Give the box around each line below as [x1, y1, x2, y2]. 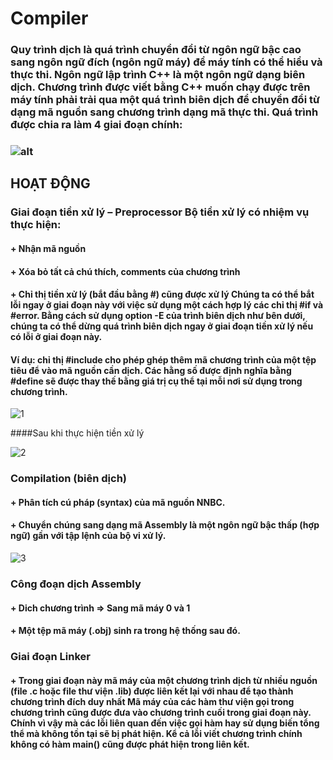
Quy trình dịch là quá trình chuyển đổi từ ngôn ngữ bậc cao [10, 43, 302, 57]
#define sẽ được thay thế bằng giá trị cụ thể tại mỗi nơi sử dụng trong [10, 375, 303, 387]
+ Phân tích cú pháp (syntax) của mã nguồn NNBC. [10, 496, 226, 508]
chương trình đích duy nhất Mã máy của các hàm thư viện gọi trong [10, 695, 295, 707]
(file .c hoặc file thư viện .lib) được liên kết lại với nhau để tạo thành [10, 685, 294, 697]
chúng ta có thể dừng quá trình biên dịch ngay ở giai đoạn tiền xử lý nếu [10, 320, 314, 332]
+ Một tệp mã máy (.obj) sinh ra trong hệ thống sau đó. [10, 625, 241, 637]
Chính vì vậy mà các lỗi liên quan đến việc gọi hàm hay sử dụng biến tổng [10, 717, 320, 729]
